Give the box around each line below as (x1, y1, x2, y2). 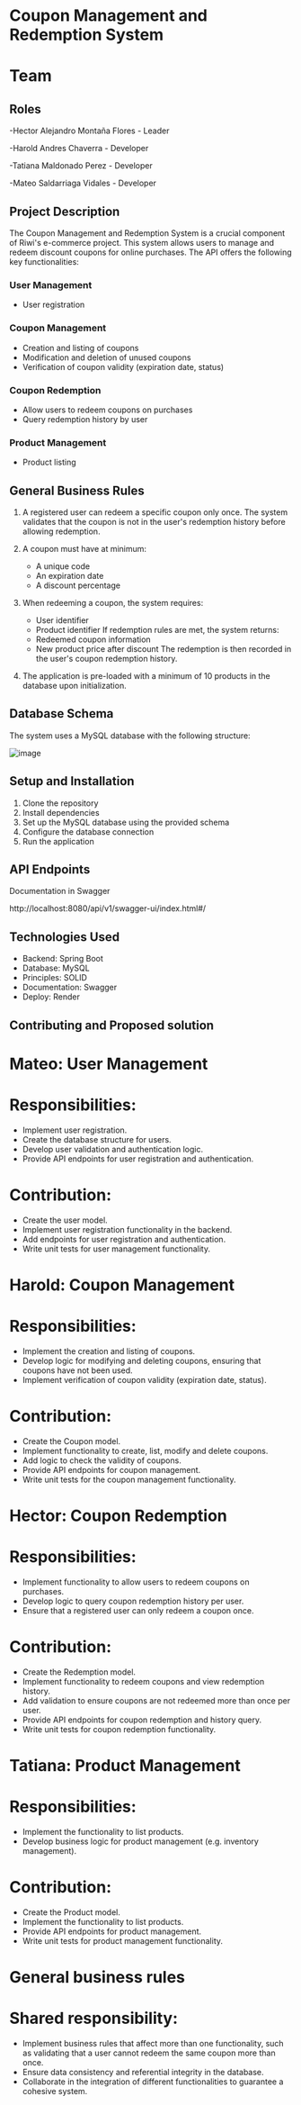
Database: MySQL (22, 962, 90, 973)
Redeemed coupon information (35, 634, 151, 645)
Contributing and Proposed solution (9, 1017, 214, 1033)
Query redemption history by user (22, 413, 148, 424)
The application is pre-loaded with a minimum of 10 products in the (22, 671, 271, 681)
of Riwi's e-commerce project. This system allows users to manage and (9, 238, 275, 248)
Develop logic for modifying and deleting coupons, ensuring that (22, 1355, 261, 1366)
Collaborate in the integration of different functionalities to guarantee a (22, 2076, 284, 2087)
